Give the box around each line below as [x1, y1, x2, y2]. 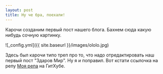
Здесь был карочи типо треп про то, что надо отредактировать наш [5, 52, 155, 58]
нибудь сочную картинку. [5, 32, 62, 38]
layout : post [5, 7, 33, 13]
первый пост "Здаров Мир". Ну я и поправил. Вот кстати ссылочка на [5, 57, 158, 63]
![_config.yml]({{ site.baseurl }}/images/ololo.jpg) [5, 42, 109, 48]
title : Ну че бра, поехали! [5, 12, 66, 17]
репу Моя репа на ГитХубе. [5, 63, 66, 69]
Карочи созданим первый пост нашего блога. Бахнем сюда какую [5, 26, 152, 32]
